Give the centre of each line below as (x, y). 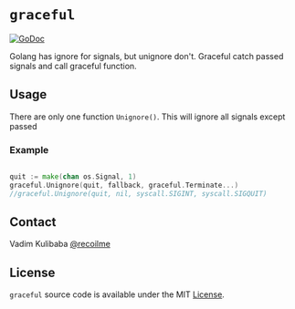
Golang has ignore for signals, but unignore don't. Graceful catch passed (147, 56)
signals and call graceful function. (73, 66)
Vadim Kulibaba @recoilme (60, 244)
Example (29, 149)
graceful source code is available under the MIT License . (117, 294)
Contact (33, 222)
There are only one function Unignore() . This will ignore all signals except (147, 117)
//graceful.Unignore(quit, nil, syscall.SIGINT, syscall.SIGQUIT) (138, 193)
